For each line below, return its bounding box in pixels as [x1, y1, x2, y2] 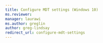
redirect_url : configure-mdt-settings [5, 30, 85, 35]
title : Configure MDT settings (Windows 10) [5, 7, 99, 12]
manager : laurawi [5, 16, 41, 21]
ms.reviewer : [5, 12, 32, 17]
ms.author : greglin [5, 21, 46, 26]
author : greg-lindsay [5, 26, 50, 31]
